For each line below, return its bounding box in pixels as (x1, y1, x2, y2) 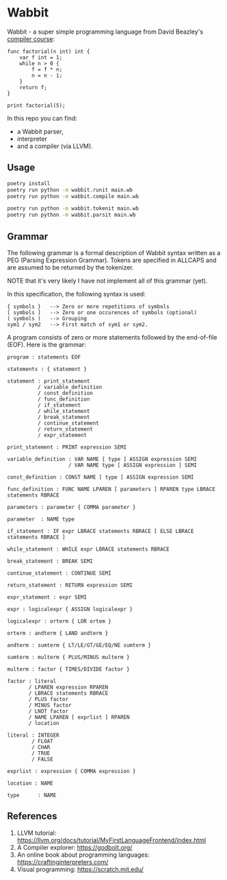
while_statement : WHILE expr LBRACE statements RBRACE (7, 545, 170, 553)
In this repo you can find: (7, 114, 77, 122)
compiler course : (7, 34, 55, 43)
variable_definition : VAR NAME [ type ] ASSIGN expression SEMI (7, 455, 197, 462)
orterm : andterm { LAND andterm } (7, 630, 109, 637)
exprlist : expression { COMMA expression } (7, 768, 136, 774)
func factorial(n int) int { (7, 48, 90, 55)
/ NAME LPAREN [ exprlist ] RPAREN (28, 713, 130, 721)
